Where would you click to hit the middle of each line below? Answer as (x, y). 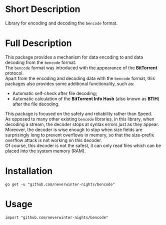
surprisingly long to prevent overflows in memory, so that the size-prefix (79, 135)
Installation (29, 171)
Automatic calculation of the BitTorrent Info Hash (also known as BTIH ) (86, 98)
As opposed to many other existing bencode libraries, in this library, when (80, 119)
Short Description (43, 9)
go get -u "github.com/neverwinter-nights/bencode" (60, 184)
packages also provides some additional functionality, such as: (70, 83)
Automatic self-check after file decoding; (55, 93)
